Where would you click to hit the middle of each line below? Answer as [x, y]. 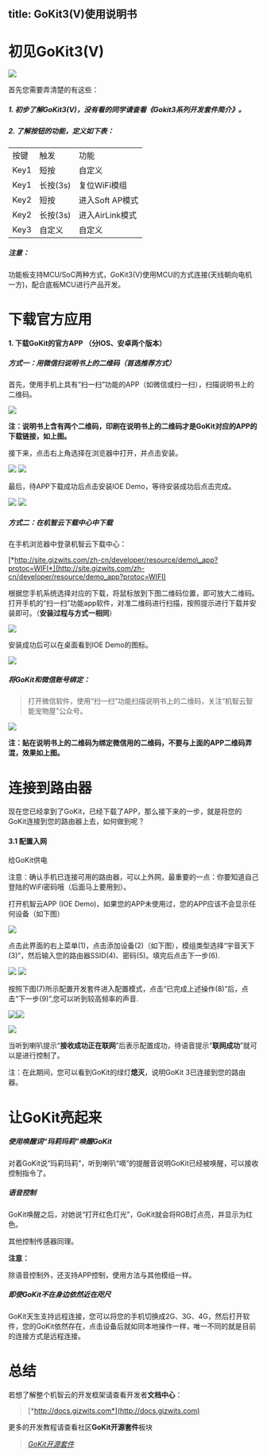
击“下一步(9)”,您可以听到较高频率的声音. [74, 999]
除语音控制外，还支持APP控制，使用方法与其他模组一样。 [102, 1275]
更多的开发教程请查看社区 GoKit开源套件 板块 [81, 1427]
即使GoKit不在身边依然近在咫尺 [60, 1295]
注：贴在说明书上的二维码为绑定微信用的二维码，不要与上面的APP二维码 [127, 743]
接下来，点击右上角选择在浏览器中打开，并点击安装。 [95, 453]
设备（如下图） [39, 914]
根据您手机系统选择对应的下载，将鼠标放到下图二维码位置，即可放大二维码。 [133, 593]
